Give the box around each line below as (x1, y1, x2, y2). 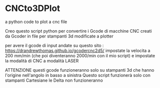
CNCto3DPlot (5, 3, 61, 14)
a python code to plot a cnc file (5, 19, 67, 25)
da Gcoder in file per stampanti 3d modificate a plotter (5, 33, 114, 39)
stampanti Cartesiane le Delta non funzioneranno (5, 77, 103, 83)
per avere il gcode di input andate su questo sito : (5, 42, 104, 48)
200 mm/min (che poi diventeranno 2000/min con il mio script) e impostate (5, 52, 155, 58)
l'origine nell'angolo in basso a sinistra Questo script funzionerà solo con (5, 72, 151, 78)
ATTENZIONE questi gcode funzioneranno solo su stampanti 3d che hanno (5, 67, 154, 73)
